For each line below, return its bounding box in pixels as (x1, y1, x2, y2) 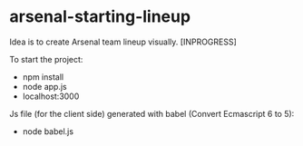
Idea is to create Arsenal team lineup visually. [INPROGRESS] (9, 36, 238, 47)
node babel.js (22, 125, 74, 137)
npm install (22, 71, 64, 83)
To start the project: (9, 54, 83, 64)
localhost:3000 (22, 91, 80, 102)
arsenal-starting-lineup (9, 6, 191, 27)
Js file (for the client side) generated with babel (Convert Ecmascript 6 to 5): (9, 108, 295, 119)
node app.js (22, 81, 67, 92)
